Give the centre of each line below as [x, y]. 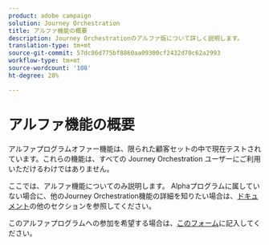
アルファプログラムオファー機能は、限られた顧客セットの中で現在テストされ [135, 149]
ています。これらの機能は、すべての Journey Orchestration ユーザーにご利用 [134, 158]
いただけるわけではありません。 [61, 169]
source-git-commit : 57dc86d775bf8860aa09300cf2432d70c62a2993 [114, 53]
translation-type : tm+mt [50, 46]
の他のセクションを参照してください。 [93, 206]
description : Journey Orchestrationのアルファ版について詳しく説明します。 [126, 38]
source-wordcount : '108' [50, 68]
